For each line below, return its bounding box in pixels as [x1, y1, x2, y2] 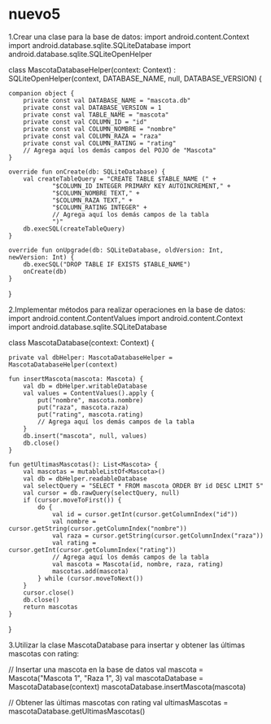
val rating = [51, 538, 96, 546]
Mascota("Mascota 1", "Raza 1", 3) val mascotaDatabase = [8, 673, 203, 682]
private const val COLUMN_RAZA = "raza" [23, 132, 162, 140]
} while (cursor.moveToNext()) [37, 574, 144, 582]
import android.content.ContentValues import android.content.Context [8, 313, 243, 323]
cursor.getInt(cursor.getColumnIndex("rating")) [8, 546, 177, 554]
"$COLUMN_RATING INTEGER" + [51, 203, 148, 212]
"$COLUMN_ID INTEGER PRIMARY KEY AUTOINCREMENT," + [51, 182, 231, 190]
